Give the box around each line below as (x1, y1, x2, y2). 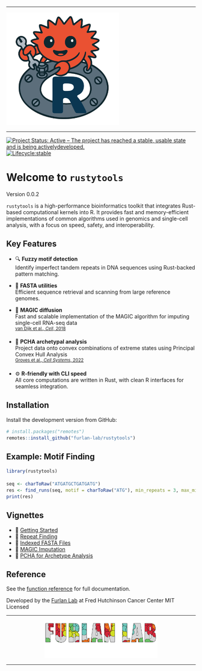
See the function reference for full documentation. (6, 585, 130, 593)
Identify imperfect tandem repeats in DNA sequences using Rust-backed (14, 264, 195, 271)
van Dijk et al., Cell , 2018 (14, 326, 66, 332)
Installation (6, 400, 49, 410)
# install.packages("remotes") (6, 428, 85, 434)
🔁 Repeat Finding (14, 533, 58, 540)
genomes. (14, 294, 40, 301)
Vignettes (6, 510, 44, 521)
